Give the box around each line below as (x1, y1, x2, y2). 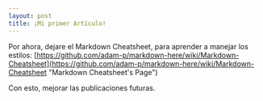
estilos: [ (8, 50, 37, 60)
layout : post (8, 11, 52, 20)
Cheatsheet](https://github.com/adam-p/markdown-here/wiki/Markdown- (8, 58, 255, 69)
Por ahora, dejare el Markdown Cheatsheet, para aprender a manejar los (8, 41, 248, 51)
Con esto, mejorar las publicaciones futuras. (8, 82, 156, 93)
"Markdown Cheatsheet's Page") (48, 67, 159, 77)
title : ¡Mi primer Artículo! (8, 19, 106, 27)
